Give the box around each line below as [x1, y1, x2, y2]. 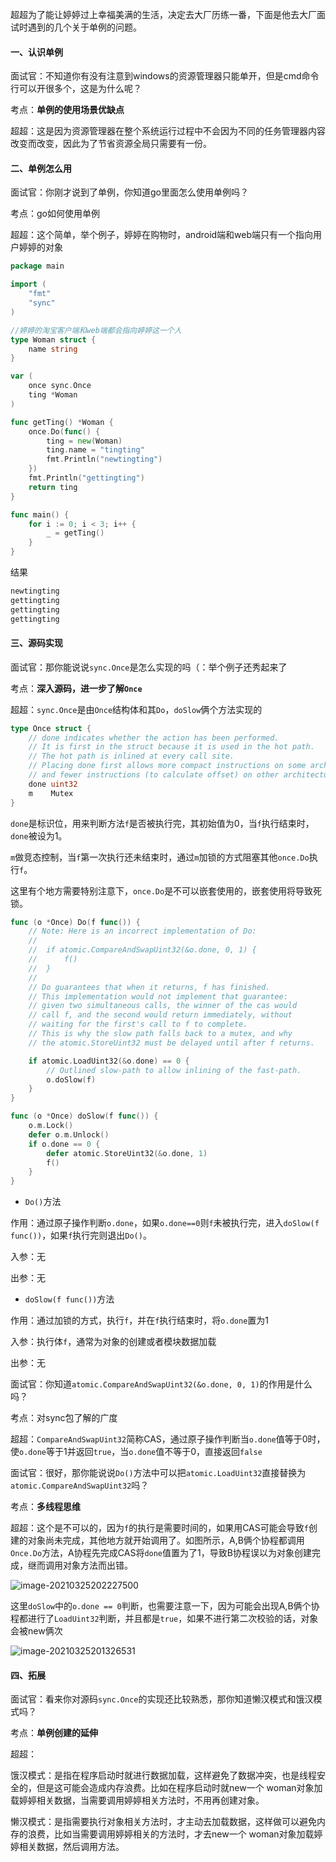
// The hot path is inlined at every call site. [28, 751, 235, 762]
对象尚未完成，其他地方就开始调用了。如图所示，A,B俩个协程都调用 [27, 1534, 305, 1547]
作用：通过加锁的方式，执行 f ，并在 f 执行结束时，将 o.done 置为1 [10, 1314, 269, 1327]
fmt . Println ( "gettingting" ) [28, 473, 145, 483]
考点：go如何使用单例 [10, 208, 100, 220]
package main [10, 261, 65, 272]
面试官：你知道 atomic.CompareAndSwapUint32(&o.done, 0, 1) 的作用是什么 [10, 1378, 313, 1390]
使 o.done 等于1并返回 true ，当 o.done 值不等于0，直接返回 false [10, 1446, 263, 1458]
